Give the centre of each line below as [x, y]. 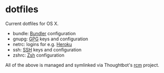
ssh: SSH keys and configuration [47, 50]
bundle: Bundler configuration [44, 33]
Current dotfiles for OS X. [32, 23]
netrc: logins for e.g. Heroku [42, 44]
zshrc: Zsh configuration [39, 55]
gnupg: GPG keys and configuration [50, 39]
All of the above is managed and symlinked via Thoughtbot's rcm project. [82, 65]
